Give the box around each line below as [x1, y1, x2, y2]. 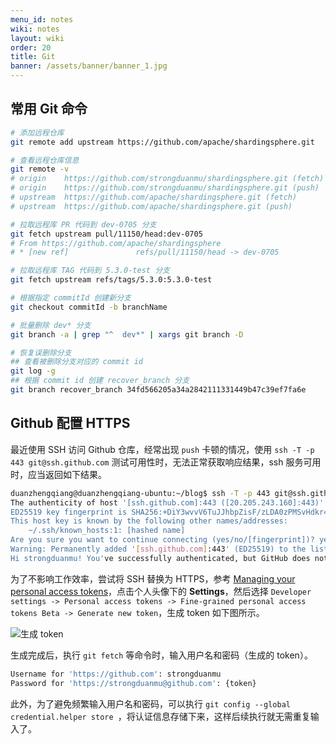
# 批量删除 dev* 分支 [10, 320, 92, 330]
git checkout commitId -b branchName [10, 302, 168, 312]
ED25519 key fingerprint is [10, 507, 128, 517]
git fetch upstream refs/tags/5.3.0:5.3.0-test [10, 275, 213, 285]
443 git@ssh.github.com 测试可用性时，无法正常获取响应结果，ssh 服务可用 [10, 456, 322, 468]
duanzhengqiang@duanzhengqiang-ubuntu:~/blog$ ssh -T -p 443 [10, 488, 271, 498]
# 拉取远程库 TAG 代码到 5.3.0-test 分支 [10, 266, 170, 276]
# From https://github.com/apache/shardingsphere [10, 238, 222, 248]
